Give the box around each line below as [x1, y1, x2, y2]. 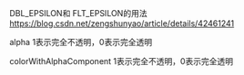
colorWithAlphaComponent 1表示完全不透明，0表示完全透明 [9, 56, 234, 66]
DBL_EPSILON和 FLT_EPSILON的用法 [9, 8, 147, 18]
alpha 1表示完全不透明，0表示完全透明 [9, 37, 153, 47]
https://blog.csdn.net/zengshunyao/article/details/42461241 [9, 18, 235, 29]
